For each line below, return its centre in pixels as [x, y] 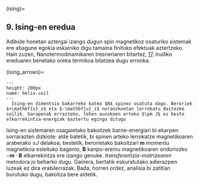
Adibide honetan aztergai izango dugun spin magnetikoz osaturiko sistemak [99, 42]
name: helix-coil [28, 93]
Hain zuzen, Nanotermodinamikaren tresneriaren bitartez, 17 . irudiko [89, 54]
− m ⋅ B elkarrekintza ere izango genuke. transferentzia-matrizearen [89, 155]
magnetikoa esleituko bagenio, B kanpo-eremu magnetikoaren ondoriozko [97, 149]
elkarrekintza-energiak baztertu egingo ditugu [66, 119]
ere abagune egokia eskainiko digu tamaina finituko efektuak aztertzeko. [95, 47]
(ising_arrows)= [25, 72]
